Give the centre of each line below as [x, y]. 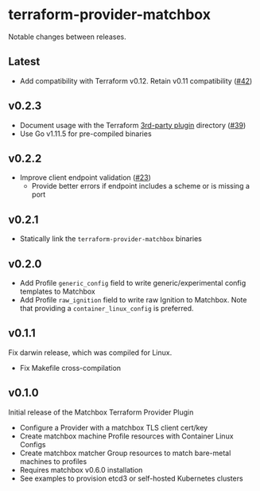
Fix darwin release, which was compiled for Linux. [90, 353]
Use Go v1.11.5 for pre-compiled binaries [86, 134]
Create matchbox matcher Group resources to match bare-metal [125, 453]
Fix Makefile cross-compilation [70, 368]
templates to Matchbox [57, 291]
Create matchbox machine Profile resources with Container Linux [126, 436]
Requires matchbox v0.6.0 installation [81, 470]
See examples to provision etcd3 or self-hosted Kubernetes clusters [132, 478]
